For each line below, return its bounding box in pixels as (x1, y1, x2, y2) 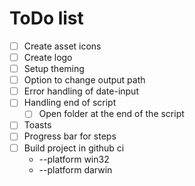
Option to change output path (23, 74, 146, 86)
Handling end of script (23, 97, 117, 109)
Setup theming (23, 63, 85, 75)
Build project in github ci (23, 142, 125, 154)
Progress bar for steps (23, 130, 117, 142)
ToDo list (9, 7, 84, 30)
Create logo (23, 52, 73, 63)
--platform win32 (38, 153, 110, 165)
